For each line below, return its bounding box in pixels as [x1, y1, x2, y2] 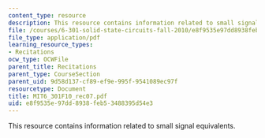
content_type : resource [8, 11, 87, 20]
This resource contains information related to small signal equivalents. [8, 121, 236, 131]
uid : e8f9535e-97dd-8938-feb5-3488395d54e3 [8, 99, 154, 107]
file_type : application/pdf [8, 33, 101, 42]
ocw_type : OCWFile [8, 56, 69, 64]
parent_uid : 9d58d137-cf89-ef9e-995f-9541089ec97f [8, 77, 178, 85]
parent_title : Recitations [8, 63, 97, 71]
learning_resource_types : [8, 41, 93, 49]
